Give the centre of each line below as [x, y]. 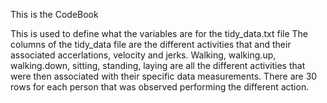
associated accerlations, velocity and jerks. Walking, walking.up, [143, 55]
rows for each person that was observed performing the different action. [160, 87]
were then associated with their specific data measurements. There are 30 [164, 76]
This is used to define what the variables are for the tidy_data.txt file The [159, 33]
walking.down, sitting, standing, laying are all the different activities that [158, 65]
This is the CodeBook [54, 14]
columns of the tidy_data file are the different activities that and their [151, 44]
